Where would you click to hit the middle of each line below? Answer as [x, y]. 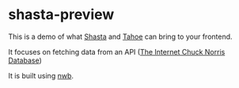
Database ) [25, 60]
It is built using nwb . [41, 75]
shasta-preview [61, 15]
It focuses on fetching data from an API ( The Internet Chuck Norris [117, 52]
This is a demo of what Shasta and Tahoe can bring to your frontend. [120, 36]
